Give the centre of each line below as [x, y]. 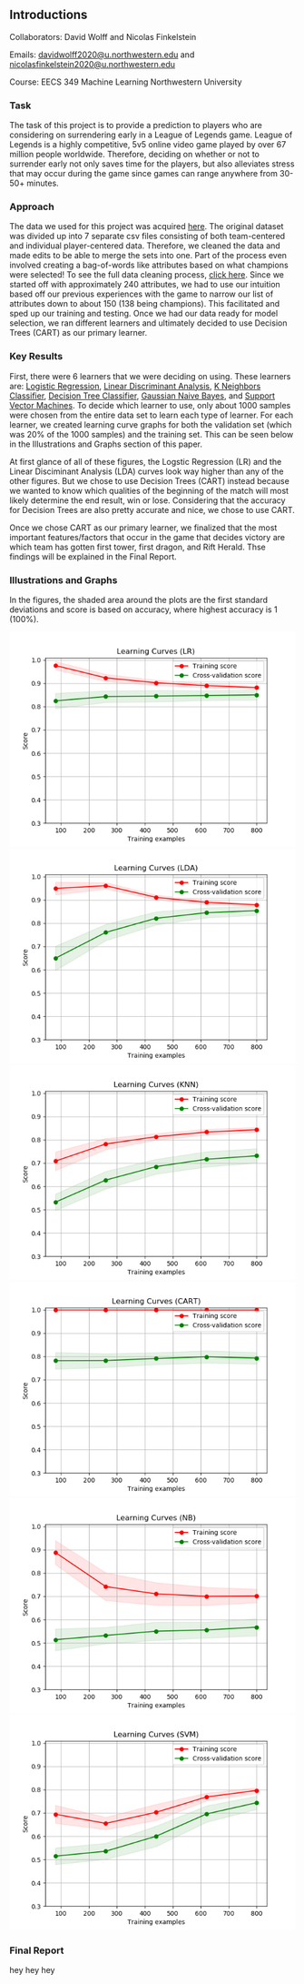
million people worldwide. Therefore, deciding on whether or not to [135, 155]
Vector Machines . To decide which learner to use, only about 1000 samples [150, 405]
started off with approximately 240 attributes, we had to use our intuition [145, 285]
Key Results [36, 357]
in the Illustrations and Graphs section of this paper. [106, 444]
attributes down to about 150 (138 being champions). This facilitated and [144, 304]
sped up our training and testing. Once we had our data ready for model [144, 314]
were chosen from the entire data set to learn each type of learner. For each [152, 415]
